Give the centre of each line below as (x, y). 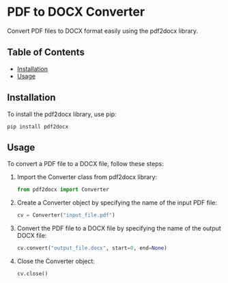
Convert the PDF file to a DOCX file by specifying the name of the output (119, 228)
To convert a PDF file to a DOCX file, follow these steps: (85, 164)
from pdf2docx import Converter (63, 190)
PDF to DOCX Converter (76, 12)
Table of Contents (46, 52)
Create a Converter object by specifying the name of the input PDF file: (117, 203)
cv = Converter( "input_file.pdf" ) (66, 215)
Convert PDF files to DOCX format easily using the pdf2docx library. (103, 31)
